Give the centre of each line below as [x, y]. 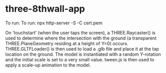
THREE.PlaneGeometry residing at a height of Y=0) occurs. [67, 43]
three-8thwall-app [45, 9]
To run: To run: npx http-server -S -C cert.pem [54, 23]
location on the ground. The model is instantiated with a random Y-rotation [83, 54]
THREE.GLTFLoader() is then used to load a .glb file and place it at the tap [82, 49]
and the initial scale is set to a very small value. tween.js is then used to [80, 59]
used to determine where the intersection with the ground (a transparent [81, 38]
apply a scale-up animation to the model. [48, 65]
